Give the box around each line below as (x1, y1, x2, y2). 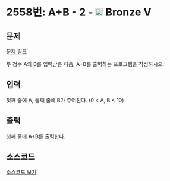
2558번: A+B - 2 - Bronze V (6, 5, 152, 19)
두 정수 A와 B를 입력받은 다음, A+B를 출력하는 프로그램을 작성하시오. (6, 61, 165, 67)
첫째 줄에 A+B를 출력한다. (6, 132, 66, 140)
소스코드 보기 (6, 168, 37, 176)
